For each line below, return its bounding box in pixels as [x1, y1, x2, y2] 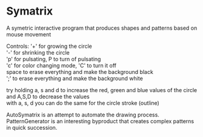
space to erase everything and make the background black [6, 68, 153, 75]
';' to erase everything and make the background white [6, 75, 144, 82]
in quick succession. [6, 124, 58, 131]
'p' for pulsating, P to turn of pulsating [6, 55, 101, 62]
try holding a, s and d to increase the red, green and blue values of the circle [6, 86, 198, 93]
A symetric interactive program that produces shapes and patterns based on [6, 24, 198, 32]
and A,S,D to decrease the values [6, 93, 90, 100]
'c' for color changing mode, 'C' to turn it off [6, 62, 117, 69]
